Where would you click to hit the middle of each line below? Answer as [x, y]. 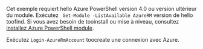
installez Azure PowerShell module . [50, 28]
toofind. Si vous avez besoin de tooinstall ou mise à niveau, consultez [93, 21]
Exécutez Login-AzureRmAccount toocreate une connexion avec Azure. [93, 40]
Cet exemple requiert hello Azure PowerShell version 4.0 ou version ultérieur [101, 9]
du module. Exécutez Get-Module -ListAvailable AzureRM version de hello [100, 15]
